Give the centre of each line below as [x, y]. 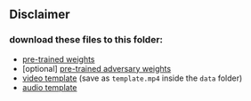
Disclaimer [40, 15]
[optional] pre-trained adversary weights [97, 68]
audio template [49, 87]
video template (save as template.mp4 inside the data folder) [132, 78]
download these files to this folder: [86, 40]
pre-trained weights [58, 59]
